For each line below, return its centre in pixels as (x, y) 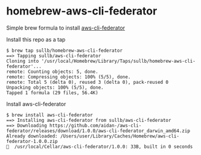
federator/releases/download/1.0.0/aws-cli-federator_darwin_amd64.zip (98, 131)
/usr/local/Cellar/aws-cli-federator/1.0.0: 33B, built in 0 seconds (104, 147)
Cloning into (23, 61)
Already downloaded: (32, 136)
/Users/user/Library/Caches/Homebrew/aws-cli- (120, 136)
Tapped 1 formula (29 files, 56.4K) (52, 93)
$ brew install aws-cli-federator (50, 115)
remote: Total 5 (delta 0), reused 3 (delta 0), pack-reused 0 (88, 82)
